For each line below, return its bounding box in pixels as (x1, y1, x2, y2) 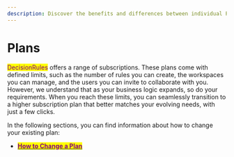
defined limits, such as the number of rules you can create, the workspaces (7, 70, 224, 78)
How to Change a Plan (17, 142, 83, 150)
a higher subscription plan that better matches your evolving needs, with (7, 100, 216, 108)
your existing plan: (7, 128, 61, 136)
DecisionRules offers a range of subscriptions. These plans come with (7, 63, 209, 72)
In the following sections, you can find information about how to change (7, 121, 214, 129)
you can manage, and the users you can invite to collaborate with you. (7, 78, 209, 86)
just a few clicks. (7, 107, 56, 115)
